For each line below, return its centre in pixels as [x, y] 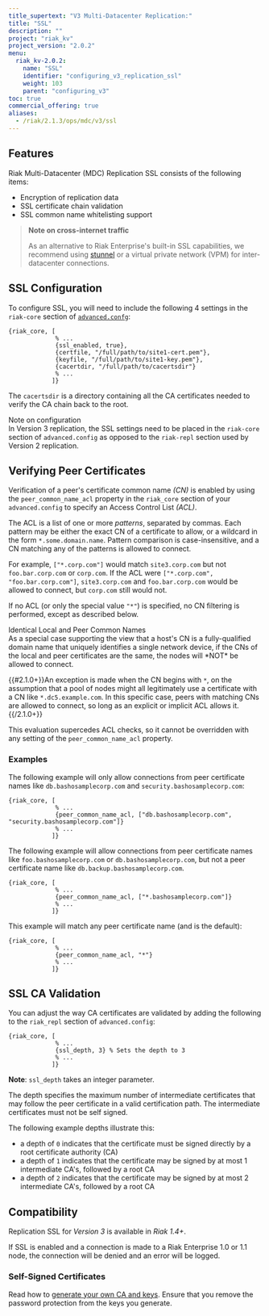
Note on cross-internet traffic [79, 230]
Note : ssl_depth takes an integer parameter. [81, 1079]
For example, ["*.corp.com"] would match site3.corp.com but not [118, 564]
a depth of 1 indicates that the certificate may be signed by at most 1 [134, 1161]
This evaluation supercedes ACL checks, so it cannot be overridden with [129, 730]
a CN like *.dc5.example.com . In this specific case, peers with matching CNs [134, 697]
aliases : [23, 114]
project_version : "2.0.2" [52, 46]
